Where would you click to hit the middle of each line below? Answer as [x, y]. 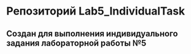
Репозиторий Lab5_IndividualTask [95, 11]
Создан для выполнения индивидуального [92, 34]
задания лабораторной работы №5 [76, 43]
